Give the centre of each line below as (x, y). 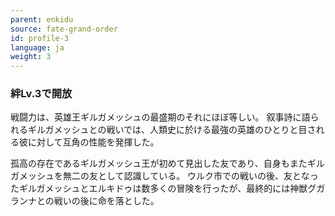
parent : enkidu (42, 19)
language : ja (37, 47)
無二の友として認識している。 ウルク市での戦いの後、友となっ (190, 176)
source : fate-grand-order (64, 29)
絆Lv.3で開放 (41, 94)
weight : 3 (31, 57)
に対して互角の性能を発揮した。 (93, 142)
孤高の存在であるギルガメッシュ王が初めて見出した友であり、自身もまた (159, 163)
